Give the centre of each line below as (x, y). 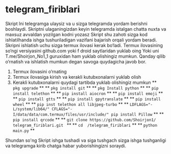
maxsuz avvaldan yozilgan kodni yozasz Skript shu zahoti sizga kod (77, 34)
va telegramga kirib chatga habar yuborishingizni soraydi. (66, 146)
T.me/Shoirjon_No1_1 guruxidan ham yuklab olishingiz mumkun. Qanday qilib (86, 56)
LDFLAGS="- (141, 104)
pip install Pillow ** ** (138, 114)
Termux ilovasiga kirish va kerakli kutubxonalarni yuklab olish (77, 77)
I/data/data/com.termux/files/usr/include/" (61, 114)
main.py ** (23, 130)
